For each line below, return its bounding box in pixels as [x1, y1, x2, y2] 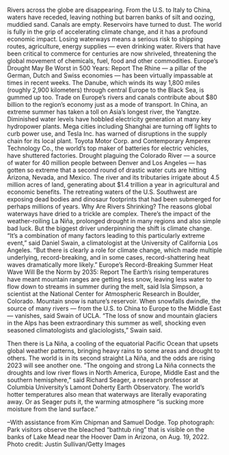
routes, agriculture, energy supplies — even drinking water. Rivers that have [7, 42, 221, 50]
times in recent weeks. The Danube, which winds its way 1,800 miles [7, 79, 200, 86]
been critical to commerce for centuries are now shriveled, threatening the [7, 49, 217, 58]
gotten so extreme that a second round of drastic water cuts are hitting [7, 166, 207, 174]
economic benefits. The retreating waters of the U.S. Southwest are [7, 188, 198, 196]
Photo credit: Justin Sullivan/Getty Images [7, 440, 126, 448]
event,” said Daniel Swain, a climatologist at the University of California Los [7, 239, 219, 247]
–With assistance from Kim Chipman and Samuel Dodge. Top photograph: [7, 418, 215, 426]
